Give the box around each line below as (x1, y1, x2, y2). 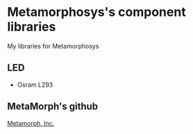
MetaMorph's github (7, 101, 99, 112)
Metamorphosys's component (7, 4, 186, 20)
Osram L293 (17, 81, 53, 89)
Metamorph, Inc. (7, 119, 55, 127)
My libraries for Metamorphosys (7, 42, 99, 50)
